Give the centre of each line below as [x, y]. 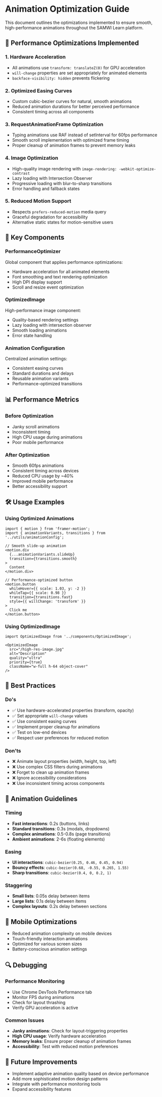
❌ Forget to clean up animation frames [51, 772]
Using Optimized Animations [40, 519]
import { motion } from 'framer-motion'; [48, 528]
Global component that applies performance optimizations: [64, 262]
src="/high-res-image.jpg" [37, 650]
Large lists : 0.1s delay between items [49, 901]
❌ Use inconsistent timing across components [58, 783]
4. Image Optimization [32, 158]
